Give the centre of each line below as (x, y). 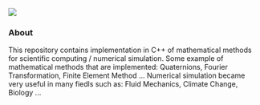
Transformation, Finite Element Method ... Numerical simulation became (127, 75)
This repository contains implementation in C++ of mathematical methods (130, 50)
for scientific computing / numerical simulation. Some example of (116, 59)
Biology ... (25, 93)
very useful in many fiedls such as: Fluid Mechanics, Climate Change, (123, 84)
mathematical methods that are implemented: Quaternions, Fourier (118, 67)
